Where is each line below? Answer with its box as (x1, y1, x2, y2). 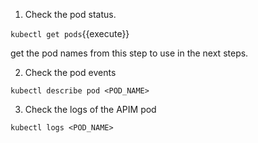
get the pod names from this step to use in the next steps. (10, 47, 249, 59)
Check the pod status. (24, 9, 117, 20)
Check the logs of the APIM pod (24, 104, 157, 115)
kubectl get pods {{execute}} (10, 28, 130, 39)
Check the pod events (24, 67, 117, 78)
